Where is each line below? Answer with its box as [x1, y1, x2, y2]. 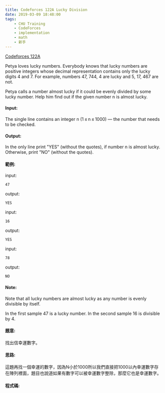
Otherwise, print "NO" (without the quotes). [5, 149, 94, 155]
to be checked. [5, 121, 36, 127]
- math [14, 35, 28, 40]
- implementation [14, 30, 50, 35]
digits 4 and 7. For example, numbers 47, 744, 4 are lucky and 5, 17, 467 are [5, 73, 159, 80]
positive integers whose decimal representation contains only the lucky [5, 68, 151, 74]
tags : [5, 16, 16, 21]
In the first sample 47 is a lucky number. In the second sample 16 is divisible [5, 310, 160, 316]
